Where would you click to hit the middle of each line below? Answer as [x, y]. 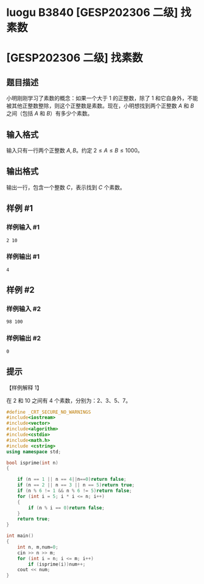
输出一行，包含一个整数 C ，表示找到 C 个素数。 [66, 187]
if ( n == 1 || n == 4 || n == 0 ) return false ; [72, 480]
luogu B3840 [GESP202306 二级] [92, 13]
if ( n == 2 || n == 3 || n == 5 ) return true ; [76, 485]
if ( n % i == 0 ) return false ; [66, 508]
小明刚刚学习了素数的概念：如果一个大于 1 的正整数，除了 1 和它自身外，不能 [102, 98]
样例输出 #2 [24, 338]
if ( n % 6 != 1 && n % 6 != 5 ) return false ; [75, 491]
